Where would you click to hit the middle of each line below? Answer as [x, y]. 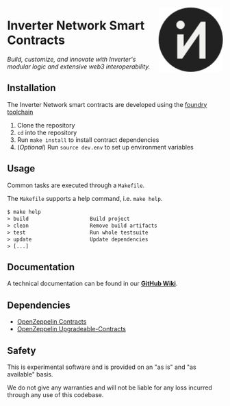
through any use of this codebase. [55, 395]
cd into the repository [47, 132]
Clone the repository [46, 125]
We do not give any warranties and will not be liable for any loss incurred [110, 387]
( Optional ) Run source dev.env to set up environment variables [105, 147]
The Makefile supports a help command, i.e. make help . [85, 198]
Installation [31, 88]
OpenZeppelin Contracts [52, 322]
